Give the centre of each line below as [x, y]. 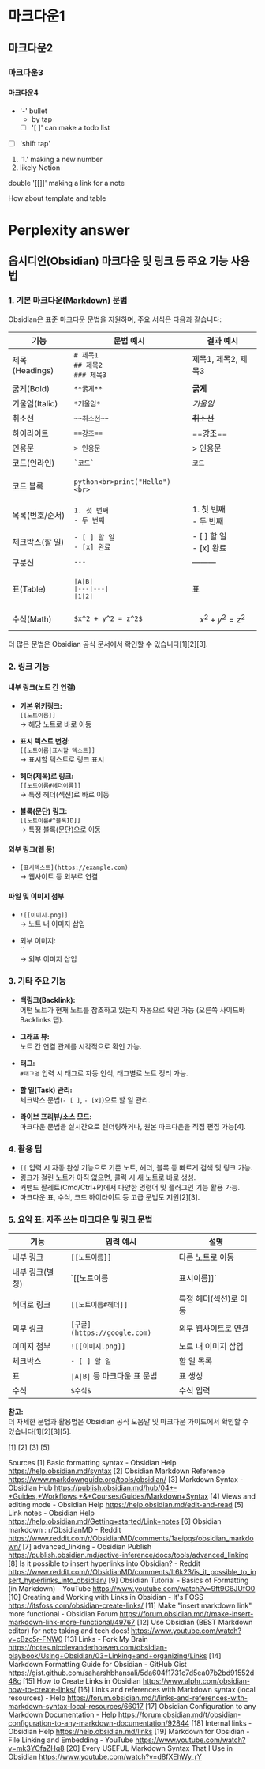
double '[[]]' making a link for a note [66, 183]
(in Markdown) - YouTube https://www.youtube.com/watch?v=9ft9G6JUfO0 [132, 1589]
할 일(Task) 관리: [46, 1090]
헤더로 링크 [32, 1305]
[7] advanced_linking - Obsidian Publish [87, 1547]
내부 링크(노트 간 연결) [42, 687]
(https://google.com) [111, 1333]
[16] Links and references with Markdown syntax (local [167, 1690]
